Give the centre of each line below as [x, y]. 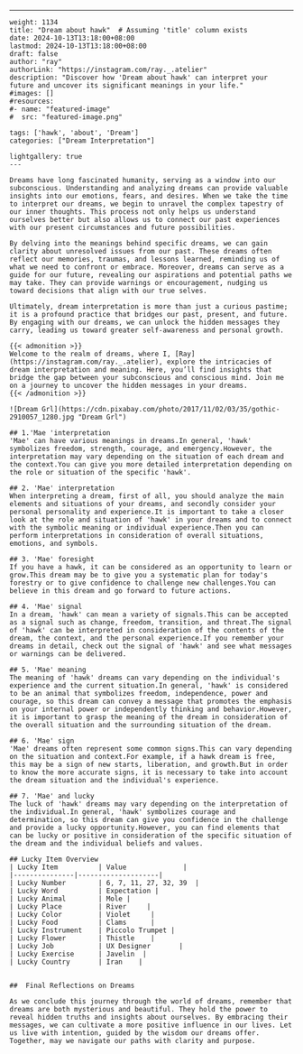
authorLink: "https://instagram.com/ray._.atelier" [108, 69]
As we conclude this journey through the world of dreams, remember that [151, 1002]
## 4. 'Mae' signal [46, 606]
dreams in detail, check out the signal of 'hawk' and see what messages [151, 646]
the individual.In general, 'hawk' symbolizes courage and [123, 812]
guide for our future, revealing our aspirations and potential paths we [151, 275]
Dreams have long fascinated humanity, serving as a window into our [143, 180]
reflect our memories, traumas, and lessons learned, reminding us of [145, 259]
